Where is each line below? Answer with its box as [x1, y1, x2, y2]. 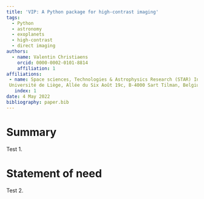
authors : [6, 49, 29, 55]
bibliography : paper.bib [6, 99, 69, 105]
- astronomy [12, 25, 42, 32]
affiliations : [6, 71, 42, 77]
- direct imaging [12, 43, 56, 49]
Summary [6, 125, 56, 139]
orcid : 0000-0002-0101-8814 [17, 59, 88, 66]
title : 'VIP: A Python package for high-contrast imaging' [6, 8, 159, 15]
